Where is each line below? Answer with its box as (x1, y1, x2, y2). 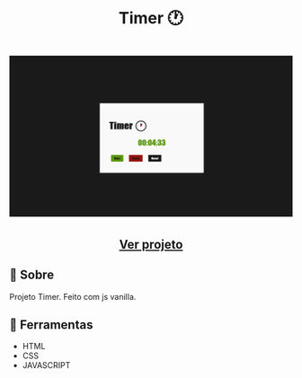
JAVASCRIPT (22, 360, 71, 371)
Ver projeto (119, 236, 183, 252)
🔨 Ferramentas (9, 317, 93, 332)
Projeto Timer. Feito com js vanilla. (9, 291, 137, 302)
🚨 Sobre (9, 268, 55, 283)
